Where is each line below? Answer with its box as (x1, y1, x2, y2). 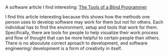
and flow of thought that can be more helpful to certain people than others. (5, 35, 160, 41)
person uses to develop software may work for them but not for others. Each (5, 19, 163, 25)
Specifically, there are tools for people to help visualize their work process (5, 30, 159, 35)
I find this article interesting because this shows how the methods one (5, 14, 150, 19)
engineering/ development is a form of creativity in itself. (5, 46, 122, 51)
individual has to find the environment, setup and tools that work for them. (5, 24, 158, 30)
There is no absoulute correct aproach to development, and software (5, 40, 148, 46)
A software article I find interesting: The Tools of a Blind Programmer (5, 4, 147, 10)
